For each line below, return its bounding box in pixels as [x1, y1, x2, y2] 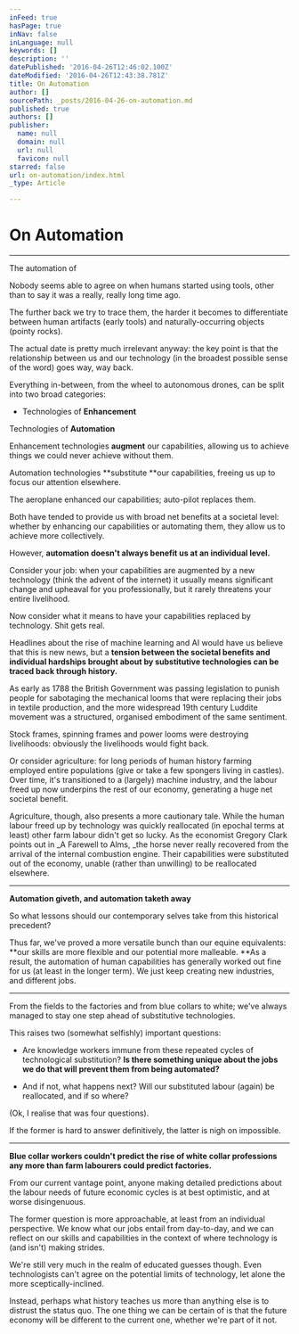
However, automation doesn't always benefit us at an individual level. [9, 548, 271, 558]
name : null [17, 129, 58, 138]
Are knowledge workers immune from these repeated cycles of [21, 1045, 254, 1056]
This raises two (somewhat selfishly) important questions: [9, 1027, 222, 1039]
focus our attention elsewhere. [9, 477, 122, 488]
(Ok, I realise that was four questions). [9, 1108, 149, 1119]
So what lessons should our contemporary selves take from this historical [9, 910, 279, 921]
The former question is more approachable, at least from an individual [9, 1214, 265, 1224]
